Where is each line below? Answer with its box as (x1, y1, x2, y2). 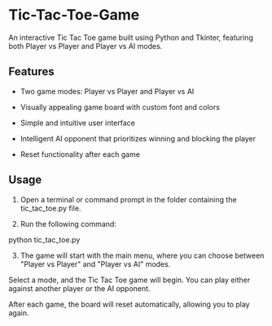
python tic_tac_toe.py (8, 234, 81, 245)
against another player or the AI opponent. (8, 283, 151, 293)
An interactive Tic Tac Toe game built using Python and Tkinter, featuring (8, 33, 254, 42)
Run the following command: (20, 219, 116, 228)
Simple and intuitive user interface (20, 118, 136, 128)
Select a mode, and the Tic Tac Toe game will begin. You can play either (8, 275, 251, 285)
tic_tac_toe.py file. (20, 203, 81, 213)
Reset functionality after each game (20, 149, 141, 159)
